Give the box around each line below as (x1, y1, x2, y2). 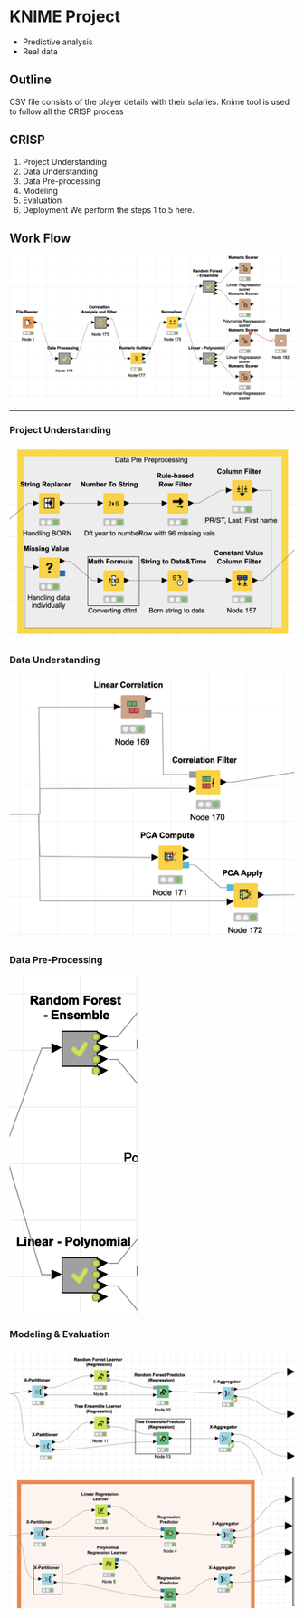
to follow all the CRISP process (9, 106, 124, 117)
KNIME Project (9, 6, 121, 27)
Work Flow (9, 230, 71, 246)
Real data (22, 45, 59, 56)
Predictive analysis (22, 36, 93, 47)
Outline (9, 72, 52, 88)
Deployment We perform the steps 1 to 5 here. (22, 204, 195, 215)
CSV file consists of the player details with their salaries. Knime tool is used (9, 96, 290, 107)
